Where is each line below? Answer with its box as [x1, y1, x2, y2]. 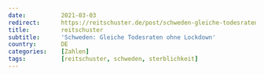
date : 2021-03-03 [8, 11, 97, 20]
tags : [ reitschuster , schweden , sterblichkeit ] [8, 55, 199, 63]
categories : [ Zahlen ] [8, 48, 90, 55]
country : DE [8, 41, 68, 48]
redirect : [8, 19, 41, 27]
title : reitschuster [8, 26, 104, 34]
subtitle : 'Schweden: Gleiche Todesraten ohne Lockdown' [8, 33, 216, 41]
